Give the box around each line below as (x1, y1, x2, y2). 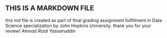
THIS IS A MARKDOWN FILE (5, 4, 95, 12)
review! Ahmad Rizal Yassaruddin (5, 27, 76, 34)
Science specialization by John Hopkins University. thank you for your (5, 22, 151, 28)
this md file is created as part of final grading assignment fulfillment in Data (5, 17, 162, 23)
